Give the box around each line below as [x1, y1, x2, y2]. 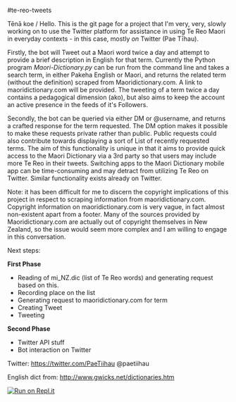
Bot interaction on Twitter [17, 346, 92, 354]
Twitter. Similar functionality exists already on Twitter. [7, 174, 162, 182]
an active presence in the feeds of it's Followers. [7, 101, 148, 108]
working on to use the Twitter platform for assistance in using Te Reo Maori [7, 27, 225, 35]
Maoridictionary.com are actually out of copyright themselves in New [7, 218, 208, 226]
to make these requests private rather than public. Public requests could [7, 130, 217, 137]
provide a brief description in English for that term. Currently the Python [7, 56, 216, 64]
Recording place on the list [17, 289, 96, 296]
